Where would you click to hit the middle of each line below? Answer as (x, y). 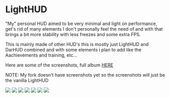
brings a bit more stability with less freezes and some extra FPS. (73, 34)
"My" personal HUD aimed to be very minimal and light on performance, (81, 23)
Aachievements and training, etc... (41, 55)
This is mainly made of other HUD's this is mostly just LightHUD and (77, 44)
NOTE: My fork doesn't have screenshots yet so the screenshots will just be (85, 75)
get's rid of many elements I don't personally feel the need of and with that (84, 29)
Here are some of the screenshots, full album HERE (59, 65)
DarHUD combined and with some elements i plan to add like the (73, 50)
